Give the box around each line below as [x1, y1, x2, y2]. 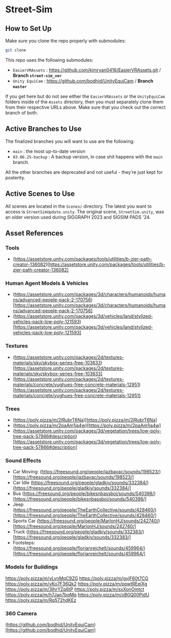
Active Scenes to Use [5, 189, 75, 198]
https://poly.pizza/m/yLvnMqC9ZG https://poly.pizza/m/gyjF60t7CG [5, 575, 148, 581]
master [12, 84, 27, 89]
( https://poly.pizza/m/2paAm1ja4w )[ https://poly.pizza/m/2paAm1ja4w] [12, 423, 161, 429]
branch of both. [5, 110, 38, 116]
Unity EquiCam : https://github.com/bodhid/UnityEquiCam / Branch [12, 78, 154, 84]
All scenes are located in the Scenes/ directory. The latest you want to [5, 203, 152, 209]
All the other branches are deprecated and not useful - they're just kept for [5, 169, 163, 175]
